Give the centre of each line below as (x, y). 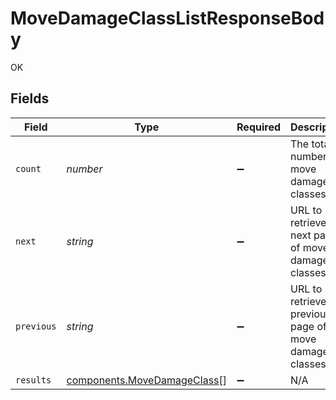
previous (36, 326)
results (33, 380)
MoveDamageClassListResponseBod (167, 18)
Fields (30, 98)
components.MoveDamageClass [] (147, 380)
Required (258, 127)
